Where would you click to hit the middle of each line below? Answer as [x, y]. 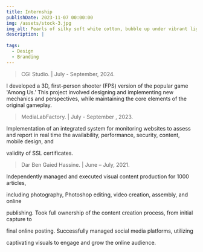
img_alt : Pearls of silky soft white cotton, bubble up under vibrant [97, 29]
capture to [19, 219]
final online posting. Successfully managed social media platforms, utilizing [100, 231]
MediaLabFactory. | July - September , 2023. [77, 117]
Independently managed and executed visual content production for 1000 [98, 176]
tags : [13, 46]
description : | [25, 34]
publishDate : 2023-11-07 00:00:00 [50, 18]
